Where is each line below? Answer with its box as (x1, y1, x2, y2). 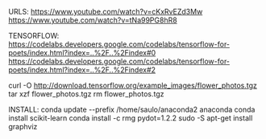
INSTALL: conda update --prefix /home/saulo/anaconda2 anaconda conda (8, 104, 256, 114)
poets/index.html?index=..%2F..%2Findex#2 (8, 65, 156, 75)
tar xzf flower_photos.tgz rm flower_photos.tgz (8, 89, 164, 99)
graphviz (8, 122, 38, 131)
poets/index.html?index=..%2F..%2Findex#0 (8, 48, 156, 57)
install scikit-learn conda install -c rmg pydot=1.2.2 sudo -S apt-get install (8, 113, 253, 123)
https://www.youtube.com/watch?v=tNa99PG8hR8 (8, 15, 177, 25)
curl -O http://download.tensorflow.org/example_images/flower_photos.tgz (8, 80, 258, 90)
